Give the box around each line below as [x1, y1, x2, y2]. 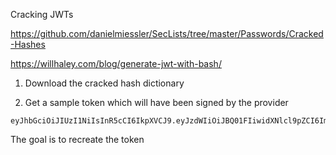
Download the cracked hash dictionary [24, 77, 185, 89]
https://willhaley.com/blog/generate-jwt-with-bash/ [10, 58, 222, 69]
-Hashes [10, 39, 46, 50]
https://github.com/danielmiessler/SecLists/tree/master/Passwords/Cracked [10, 28, 324, 39]
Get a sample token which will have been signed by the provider [24, 97, 289, 108]
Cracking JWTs [10, 9, 74, 20]
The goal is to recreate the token [10, 134, 145, 145]
